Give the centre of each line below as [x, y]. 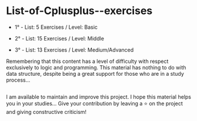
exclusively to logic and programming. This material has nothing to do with [96, 67]
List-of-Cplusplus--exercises [79, 11]
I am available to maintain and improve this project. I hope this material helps [98, 97]
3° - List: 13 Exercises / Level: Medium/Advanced [74, 50]
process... [18, 80]
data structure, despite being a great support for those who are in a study [95, 73]
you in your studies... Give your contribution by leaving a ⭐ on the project [95, 103]
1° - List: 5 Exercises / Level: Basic [56, 27]
